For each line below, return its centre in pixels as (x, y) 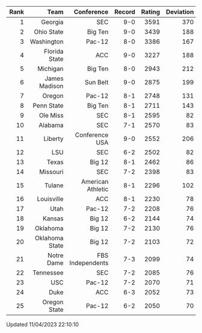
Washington (47, 42)
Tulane (54, 185)
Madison (51, 86)
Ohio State (49, 32)
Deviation (180, 12)
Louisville (50, 199)
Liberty (54, 139)
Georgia (53, 22)
